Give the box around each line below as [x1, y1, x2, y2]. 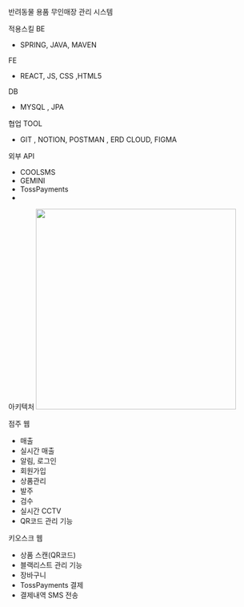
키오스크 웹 [8, 533, 43, 543]
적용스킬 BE [8, 24, 46, 34]
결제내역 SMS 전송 [19, 590, 78, 600]
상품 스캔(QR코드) [19, 550, 76, 560]
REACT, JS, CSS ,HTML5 [19, 71, 102, 80]
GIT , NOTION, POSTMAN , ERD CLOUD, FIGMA [19, 135, 178, 144]
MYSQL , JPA [19, 103, 65, 111]
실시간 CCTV [19, 506, 62, 516]
